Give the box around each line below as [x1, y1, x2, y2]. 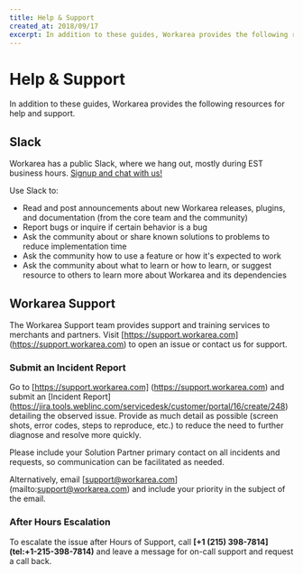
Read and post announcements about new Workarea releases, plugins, [22, 203, 286, 214]
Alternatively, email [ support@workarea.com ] [9, 474, 179, 485]
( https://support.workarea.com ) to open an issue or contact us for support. [9, 339, 288, 350]
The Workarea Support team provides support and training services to [9, 319, 271, 330]
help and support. [9, 108, 76, 119]
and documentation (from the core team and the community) [22, 213, 248, 223]
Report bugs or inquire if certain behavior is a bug [22, 222, 207, 232]
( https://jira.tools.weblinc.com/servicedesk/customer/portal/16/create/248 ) [9, 401, 289, 412]
